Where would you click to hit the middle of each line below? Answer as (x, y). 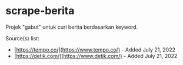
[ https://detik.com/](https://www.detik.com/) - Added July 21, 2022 (96, 56)
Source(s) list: (22, 38)
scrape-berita (40, 11)
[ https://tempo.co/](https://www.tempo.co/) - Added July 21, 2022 (95, 49)
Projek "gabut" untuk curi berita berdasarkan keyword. (72, 27)
